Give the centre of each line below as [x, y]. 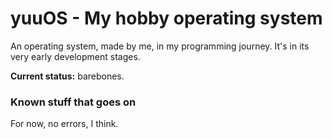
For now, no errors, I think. [64, 124]
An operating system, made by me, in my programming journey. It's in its [160, 46]
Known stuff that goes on [73, 102]
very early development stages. [75, 56]
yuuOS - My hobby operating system [166, 18]
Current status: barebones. [67, 76]
